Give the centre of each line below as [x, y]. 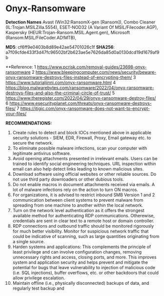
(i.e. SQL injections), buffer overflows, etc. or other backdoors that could [86, 273]
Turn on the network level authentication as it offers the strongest [78, 210]
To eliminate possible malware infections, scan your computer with [80, 148]
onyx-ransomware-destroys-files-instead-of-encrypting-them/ [69, 77]
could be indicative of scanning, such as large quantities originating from [86, 236]
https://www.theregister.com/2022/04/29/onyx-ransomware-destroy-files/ [81, 98]
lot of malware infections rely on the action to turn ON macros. [75, 190]
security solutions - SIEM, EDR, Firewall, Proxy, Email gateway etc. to [82, 138]
